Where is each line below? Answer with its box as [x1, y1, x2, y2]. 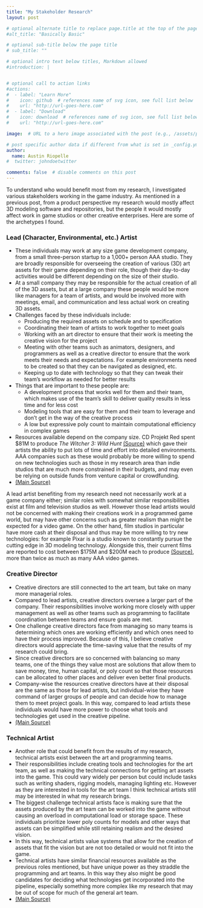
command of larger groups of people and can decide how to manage [14, 693, 187, 700]
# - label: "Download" [6, 108, 66, 115]
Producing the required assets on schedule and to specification [24, 318, 182, 325]
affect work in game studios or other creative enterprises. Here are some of [6, 212, 195, 219]
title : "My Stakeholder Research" [6, 8, 94, 15]
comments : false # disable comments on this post [6, 169, 137, 176]
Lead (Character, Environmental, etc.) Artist [6, 233, 138, 242]
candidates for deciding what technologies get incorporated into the [14, 876, 185, 883]
